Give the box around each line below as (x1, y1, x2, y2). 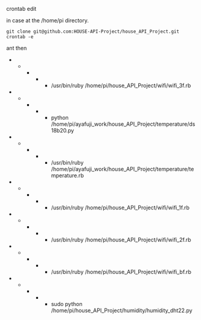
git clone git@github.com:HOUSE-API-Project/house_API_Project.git (6, 28, 180, 34)
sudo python (51, 301, 83, 307)
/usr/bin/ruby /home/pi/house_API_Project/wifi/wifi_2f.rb (51, 236, 191, 243)
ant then (6, 45, 27, 51)
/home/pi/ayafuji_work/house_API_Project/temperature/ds (51, 120, 196, 128)
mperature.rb (51, 172, 85, 179)
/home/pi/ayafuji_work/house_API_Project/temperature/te (51, 166, 194, 172)
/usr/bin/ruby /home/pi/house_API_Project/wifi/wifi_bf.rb (51, 269, 192, 275)
